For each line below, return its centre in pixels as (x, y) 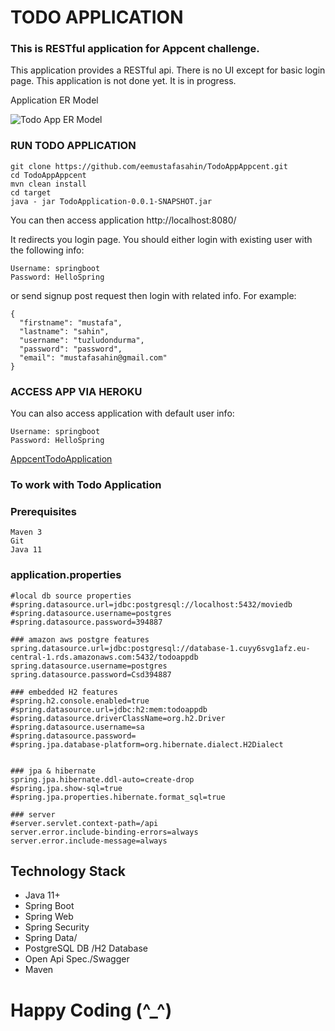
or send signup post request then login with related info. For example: (153, 295)
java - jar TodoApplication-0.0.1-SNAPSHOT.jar (111, 201)
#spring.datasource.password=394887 (86, 622)
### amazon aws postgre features (80, 639)
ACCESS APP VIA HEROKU (76, 391)
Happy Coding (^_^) (91, 1010)
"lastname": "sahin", (64, 331)
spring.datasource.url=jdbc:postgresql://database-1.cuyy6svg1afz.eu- (160, 648)
